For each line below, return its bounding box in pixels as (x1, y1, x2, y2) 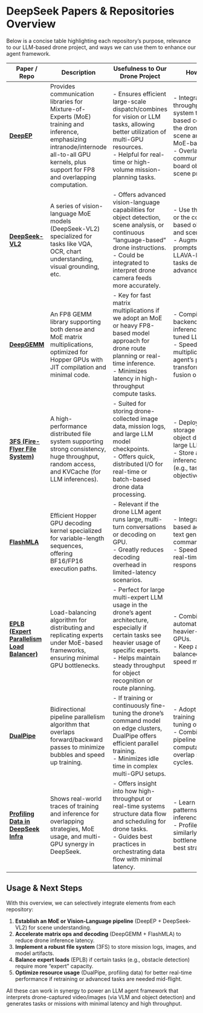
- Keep (173, 642, 194, 650)
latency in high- (112, 374, 158, 383)
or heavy (112, 321, 138, 329)
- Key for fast (112, 291, 151, 299)
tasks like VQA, (50, 239, 92, 248)
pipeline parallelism (50, 713, 106, 721)
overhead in (112, 560, 147, 569)
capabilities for (112, 205, 155, 214)
